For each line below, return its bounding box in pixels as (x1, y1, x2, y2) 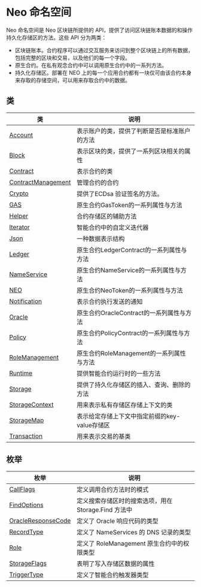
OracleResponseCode (9, 516, 71, 525)
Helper (9, 211, 29, 220)
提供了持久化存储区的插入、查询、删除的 (77, 380, 191, 389)
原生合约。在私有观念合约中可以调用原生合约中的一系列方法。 (14, 61, 167, 69)
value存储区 (77, 420, 110, 429)
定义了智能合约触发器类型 (77, 570, 149, 579)
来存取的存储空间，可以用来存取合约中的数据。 (14, 76, 130, 84)
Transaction (9, 432, 43, 440)
